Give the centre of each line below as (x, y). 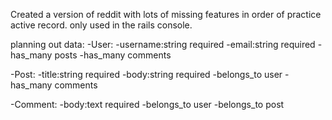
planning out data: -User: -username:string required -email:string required (163, 44)
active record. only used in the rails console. (101, 25)
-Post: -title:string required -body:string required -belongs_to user (146, 74)
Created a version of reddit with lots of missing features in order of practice (166, 14)
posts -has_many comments (113, 55)
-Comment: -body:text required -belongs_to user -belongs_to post (147, 104)
